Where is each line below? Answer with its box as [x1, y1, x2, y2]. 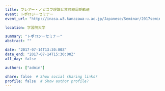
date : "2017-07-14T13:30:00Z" [5, 47, 67, 52]
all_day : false [5, 56, 36, 61]
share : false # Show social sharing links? [5, 74, 98, 79]
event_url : [5, 16, 27, 21]
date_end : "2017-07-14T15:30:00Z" [5, 52, 76, 57]
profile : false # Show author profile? [5, 79, 89, 84]
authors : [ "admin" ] [5, 65, 45, 70]
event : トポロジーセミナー [5, 12, 54, 17]
